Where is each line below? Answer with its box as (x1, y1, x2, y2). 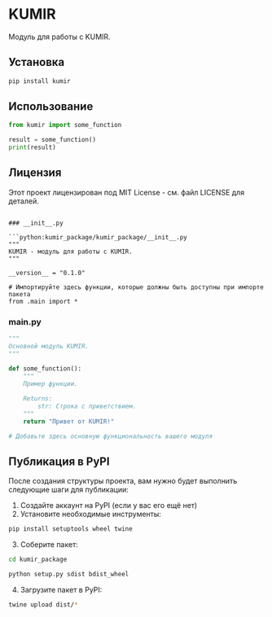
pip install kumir (8, 77, 71, 85)
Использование (8, 99, 94, 114)
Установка (8, 55, 65, 69)
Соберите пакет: (20, 540, 79, 549)
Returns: (23, 395, 53, 403)
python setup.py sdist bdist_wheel (8, 571, 129, 579)
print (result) (8, 143, 57, 151)
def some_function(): (8, 364, 82, 373)
